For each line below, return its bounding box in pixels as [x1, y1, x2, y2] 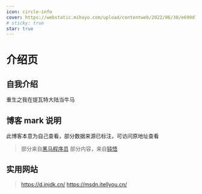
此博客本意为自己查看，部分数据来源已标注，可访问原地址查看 [6, 133, 159, 140]
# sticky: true [6, 20, 44, 26]
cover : [6, 14, 23, 20]
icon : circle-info [6, 8, 52, 15]
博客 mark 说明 [6, 115, 62, 126]
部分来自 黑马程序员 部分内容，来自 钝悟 [20, 145, 118, 153]
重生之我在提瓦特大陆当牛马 [6, 96, 75, 103]
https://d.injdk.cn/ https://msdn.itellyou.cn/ [20, 181, 127, 188]
